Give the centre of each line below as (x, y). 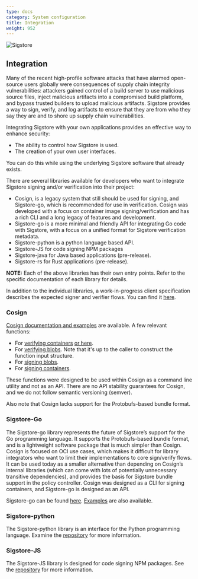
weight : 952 (21, 28)
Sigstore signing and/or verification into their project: (70, 187)
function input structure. (44, 356)
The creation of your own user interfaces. (65, 151)
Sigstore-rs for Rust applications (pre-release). (72, 262)
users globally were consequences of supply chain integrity (97, 84)
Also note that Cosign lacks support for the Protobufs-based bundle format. (98, 404)
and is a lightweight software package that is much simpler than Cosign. (94, 445)
